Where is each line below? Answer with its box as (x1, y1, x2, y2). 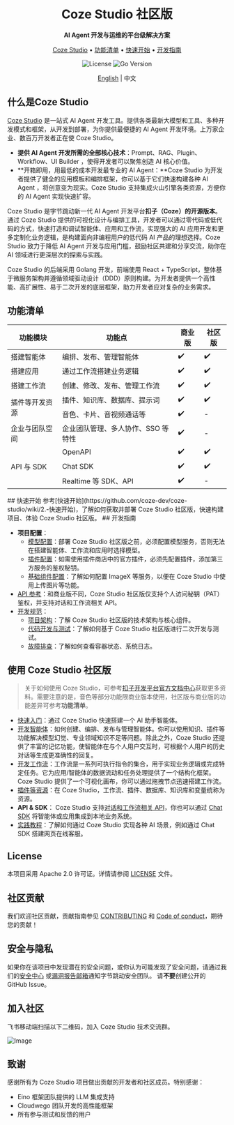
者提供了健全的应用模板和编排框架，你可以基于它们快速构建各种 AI (17, 174, 209, 183)
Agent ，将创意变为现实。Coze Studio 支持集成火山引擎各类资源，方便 (17, 183, 220, 192)
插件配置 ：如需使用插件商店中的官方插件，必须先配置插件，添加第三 (27, 554, 224, 563)
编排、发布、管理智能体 (61, 352, 139, 362)
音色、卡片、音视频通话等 (61, 409, 146, 419)
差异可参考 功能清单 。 (30, 702, 92, 710)
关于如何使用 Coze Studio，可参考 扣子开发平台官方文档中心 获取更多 (24, 684, 220, 693)
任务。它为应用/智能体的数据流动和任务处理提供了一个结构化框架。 (23, 769, 215, 777)
